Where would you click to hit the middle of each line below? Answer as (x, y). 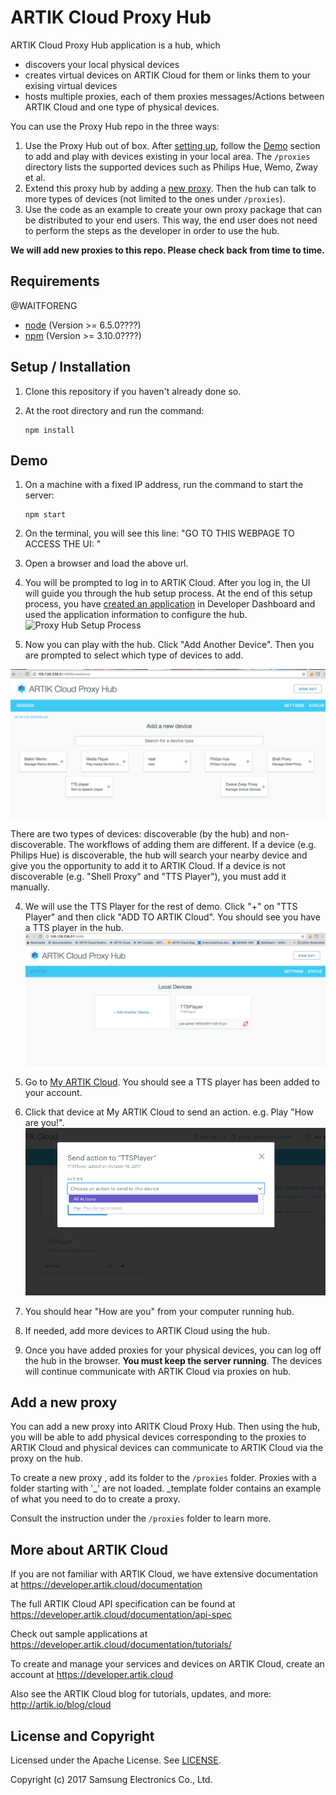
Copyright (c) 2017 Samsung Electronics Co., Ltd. (111, 1779)
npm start (45, 515)
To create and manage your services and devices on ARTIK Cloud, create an (167, 1664)
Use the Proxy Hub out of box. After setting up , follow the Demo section (172, 145)
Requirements (55, 281)
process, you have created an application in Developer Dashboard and (170, 604)
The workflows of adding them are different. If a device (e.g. (192, 844)
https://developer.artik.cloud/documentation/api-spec (121, 1615)
